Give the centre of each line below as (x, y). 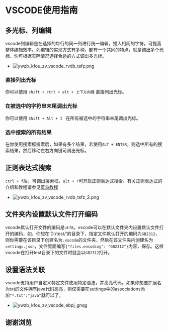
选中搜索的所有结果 (28, 132)
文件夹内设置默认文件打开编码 (52, 214)
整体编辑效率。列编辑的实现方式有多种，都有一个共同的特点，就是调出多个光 (84, 50)
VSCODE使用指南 (41, 10)
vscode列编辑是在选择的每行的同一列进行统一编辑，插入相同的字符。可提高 (83, 43)
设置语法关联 (25, 269)
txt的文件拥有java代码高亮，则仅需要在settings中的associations (75, 289)
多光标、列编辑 (28, 30)
